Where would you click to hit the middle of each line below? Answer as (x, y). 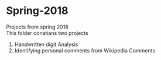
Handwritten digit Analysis (46, 44)
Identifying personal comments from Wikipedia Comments (85, 50)
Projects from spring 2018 (37, 27)
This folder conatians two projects (47, 33)
